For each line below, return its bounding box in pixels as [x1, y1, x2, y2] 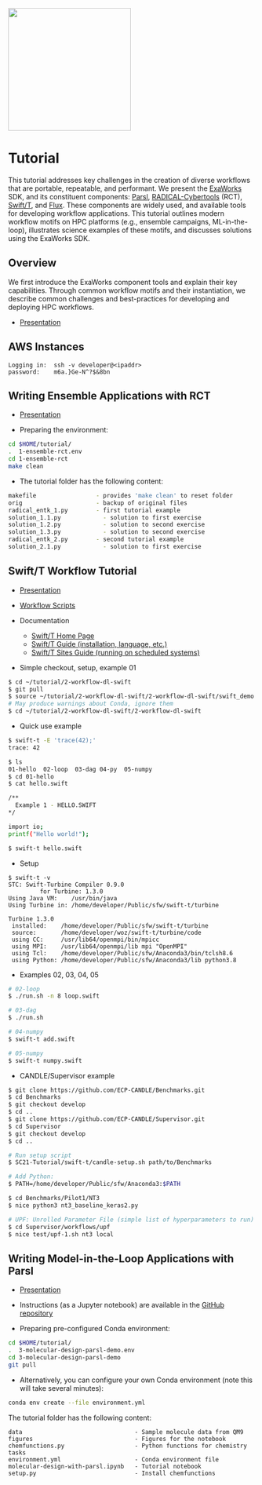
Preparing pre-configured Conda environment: [19, 1324, 170, 1334]
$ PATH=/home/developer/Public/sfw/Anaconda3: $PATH [8, 1180, 180, 1188]
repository [19, 1308, 53, 1318]
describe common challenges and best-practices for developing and [8, 294, 230, 303]
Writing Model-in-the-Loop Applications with [8, 1252, 235, 1265]
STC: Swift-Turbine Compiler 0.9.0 [8, 881, 125, 888]
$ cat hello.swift [8, 780, 68, 788]
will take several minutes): [19, 1383, 104, 1392]
